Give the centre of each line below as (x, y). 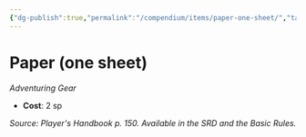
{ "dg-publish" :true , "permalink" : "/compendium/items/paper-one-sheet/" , (148, 18)
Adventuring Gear (43, 88)
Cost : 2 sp (42, 105)
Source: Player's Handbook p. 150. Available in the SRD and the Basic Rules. (153, 122)
